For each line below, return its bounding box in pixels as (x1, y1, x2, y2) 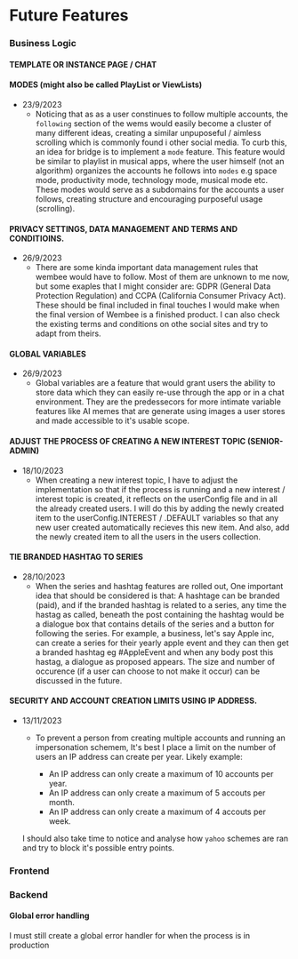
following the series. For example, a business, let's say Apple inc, (35, 627, 275, 638)
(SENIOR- (247, 436, 284, 446)
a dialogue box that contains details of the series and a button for (35, 619, 275, 629)
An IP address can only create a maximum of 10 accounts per (48, 768, 274, 779)
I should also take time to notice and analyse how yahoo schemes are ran (21, 833, 289, 843)
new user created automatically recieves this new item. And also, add (35, 522, 290, 532)
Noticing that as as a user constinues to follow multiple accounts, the (35, 108, 289, 119)
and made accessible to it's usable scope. (35, 415, 189, 427)
